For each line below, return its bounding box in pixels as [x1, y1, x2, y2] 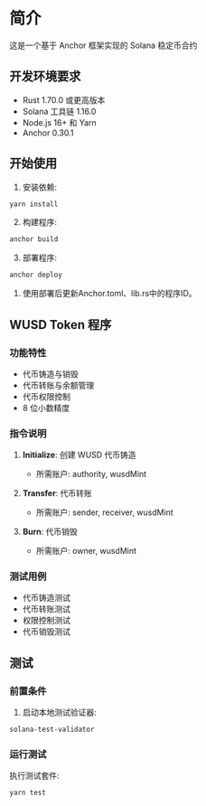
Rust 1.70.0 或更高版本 [22, 94, 106, 105]
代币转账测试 [22, 604, 70, 614]
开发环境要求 [9, 69, 81, 84]
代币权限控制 [22, 390, 70, 402]
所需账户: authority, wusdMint [35, 469, 147, 480]
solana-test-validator [9, 725, 95, 735]
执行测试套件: [9, 770, 61, 782]
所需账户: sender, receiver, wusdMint [35, 507, 173, 518]
